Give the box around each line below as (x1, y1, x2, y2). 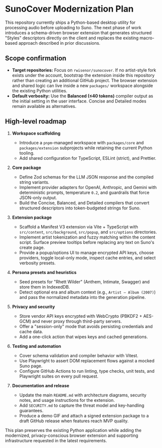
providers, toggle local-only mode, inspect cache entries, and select (19, 255, 156, 260)
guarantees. (19, 407, 44, 414)
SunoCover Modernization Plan (5, 3, 134, 15)
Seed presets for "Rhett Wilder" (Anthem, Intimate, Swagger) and (19, 278, 150, 285)
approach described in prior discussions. (18, 40, 100, 46)
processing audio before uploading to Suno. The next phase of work (5, 24, 142, 30)
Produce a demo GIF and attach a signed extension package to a (19, 413, 149, 418)
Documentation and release (12, 382, 69, 388)
